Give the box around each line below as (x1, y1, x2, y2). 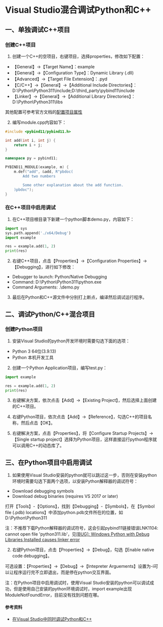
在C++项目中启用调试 (5, 204, 56, 211)
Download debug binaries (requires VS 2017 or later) (12, 493, 118, 499)
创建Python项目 (5, 326, 43, 333)
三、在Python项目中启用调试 (5, 458, 92, 467)
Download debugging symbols (12, 488, 74, 494)
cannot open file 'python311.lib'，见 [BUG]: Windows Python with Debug (5, 531, 150, 537)
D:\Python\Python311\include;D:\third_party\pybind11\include (12, 88, 135, 93)
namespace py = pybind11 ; (5, 156, 58, 161)
